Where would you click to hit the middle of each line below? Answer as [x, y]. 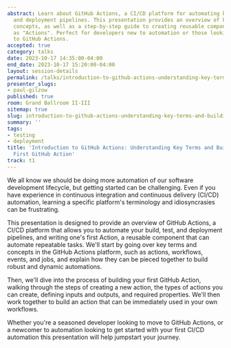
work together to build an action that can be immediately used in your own [112, 302]
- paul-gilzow [27, 90]
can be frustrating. [33, 209]
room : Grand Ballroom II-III [49, 103]
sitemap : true [27, 109]
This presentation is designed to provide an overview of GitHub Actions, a [112, 222]
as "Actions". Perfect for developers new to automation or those [110, 33]
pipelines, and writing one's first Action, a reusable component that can [108, 237]
